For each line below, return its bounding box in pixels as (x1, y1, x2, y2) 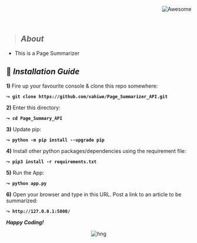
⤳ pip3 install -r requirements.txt (6, 159, 97, 165)
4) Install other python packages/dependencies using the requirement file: (6, 147, 186, 154)
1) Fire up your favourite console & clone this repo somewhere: (6, 82, 158, 89)
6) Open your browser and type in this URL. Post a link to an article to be (6, 191, 182, 198)
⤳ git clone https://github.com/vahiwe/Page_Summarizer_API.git (6, 94, 168, 99)
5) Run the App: (6, 169, 45, 176)
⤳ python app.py (6, 180, 47, 187)
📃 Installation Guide (6, 66, 80, 76)
